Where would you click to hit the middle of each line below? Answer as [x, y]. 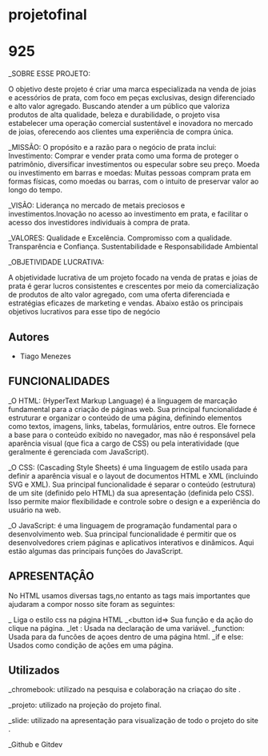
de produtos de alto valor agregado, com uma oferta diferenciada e [119, 295]
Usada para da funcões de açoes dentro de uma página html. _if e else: [126, 637]
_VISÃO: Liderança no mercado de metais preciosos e [97, 205]
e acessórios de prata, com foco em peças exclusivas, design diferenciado [132, 98]
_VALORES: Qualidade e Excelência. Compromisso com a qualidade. [120, 238]
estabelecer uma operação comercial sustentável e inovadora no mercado [131, 123]
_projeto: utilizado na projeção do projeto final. [85, 705]
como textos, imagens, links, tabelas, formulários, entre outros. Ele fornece [132, 426]
